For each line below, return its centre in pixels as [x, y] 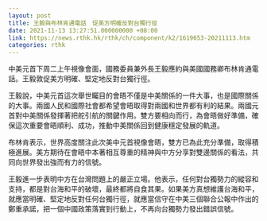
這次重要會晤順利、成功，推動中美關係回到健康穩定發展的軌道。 [119, 126]
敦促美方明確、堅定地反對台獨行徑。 [95, 79]
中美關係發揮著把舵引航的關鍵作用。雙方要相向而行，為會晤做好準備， [137, 115]
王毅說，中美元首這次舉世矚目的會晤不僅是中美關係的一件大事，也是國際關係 [133, 95]
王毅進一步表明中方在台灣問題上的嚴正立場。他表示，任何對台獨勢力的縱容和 [133, 179]
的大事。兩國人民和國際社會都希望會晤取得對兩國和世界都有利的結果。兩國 [130, 106]
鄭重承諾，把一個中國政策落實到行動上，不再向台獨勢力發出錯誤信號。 [123, 209]
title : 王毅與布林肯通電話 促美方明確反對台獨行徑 [83, 23]
